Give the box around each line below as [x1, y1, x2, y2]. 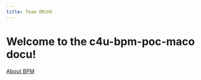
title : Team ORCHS [6, 8, 53, 15]
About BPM [6, 67, 35, 75]
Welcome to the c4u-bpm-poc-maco [6, 34, 195, 48]
